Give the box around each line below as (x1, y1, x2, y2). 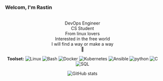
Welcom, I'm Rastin (5, 4, 53, 11)
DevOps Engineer (64, 20, 101, 26)
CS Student (71, 26, 94, 31)
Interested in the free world (54, 36, 110, 42)
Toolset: (7, 56, 25, 62)
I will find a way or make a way (51, 41, 114, 47)
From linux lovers (65, 31, 100, 37)
